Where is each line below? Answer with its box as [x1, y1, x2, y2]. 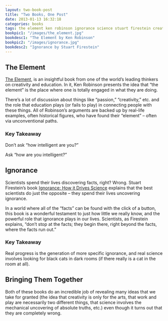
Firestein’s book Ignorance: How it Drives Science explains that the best [5, 185, 153, 191]
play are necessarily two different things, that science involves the [5, 299, 141, 305]
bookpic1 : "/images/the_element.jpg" [5, 31, 84, 36]
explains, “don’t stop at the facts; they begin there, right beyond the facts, [5, 221, 157, 227]
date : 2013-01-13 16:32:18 [5, 17, 61, 22]
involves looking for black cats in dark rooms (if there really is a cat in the [5, 255, 156, 261]
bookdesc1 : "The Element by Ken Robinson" [5, 36, 95, 41]
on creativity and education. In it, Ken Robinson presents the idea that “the [5, 82, 158, 88]
